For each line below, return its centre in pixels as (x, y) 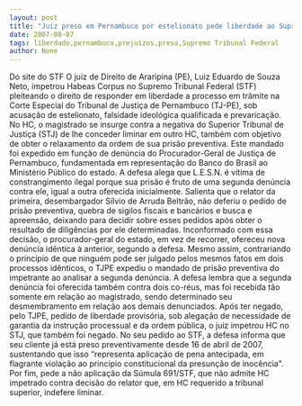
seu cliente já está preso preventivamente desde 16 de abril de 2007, (136, 345)
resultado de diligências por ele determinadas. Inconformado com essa (141, 230)
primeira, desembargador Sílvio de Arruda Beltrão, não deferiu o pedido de (148, 201)
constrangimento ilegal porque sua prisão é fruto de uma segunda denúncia (150, 182)
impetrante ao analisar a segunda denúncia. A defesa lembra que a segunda (151, 278)
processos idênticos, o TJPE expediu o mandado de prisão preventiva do (145, 268)
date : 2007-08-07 (42, 34)
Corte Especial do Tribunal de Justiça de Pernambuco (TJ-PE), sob (133, 105)
